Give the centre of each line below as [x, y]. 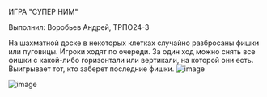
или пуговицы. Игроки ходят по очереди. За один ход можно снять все [132, 51]
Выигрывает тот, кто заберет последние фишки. [91, 69]
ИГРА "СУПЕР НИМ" [43, 12]
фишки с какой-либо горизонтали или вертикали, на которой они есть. [131, 60]
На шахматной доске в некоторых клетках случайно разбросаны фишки [134, 43]
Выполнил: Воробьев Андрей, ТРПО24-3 [79, 27]
